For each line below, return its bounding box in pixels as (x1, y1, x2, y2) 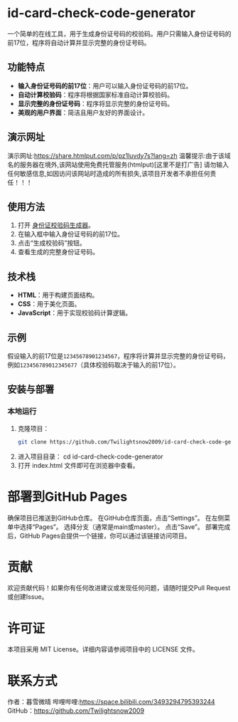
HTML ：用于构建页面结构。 (17, 291, 99, 300)
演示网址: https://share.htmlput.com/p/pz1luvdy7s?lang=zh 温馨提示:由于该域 (7, 151, 231, 159)
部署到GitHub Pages (7, 488, 128, 505)
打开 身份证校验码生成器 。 (17, 221, 94, 229)
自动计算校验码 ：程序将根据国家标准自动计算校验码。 (17, 90, 174, 99)
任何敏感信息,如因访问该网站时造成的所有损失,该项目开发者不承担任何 (7, 169, 211, 177)
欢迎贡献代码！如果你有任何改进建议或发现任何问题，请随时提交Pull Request (7, 584, 231, 592)
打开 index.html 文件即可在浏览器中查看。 (17, 461, 139, 469)
